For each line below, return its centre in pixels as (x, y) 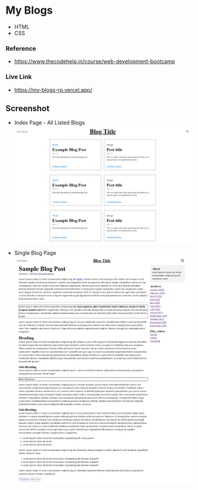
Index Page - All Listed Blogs (49, 123)
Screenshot (28, 108)
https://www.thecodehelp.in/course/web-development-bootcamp (95, 61)
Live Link (19, 77)
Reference (21, 48)
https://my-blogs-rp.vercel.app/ (53, 90)
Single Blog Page (35, 253)
